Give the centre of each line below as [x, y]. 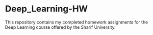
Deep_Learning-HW [47, 9]
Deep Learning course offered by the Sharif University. [61, 27]
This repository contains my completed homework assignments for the [76, 22]
